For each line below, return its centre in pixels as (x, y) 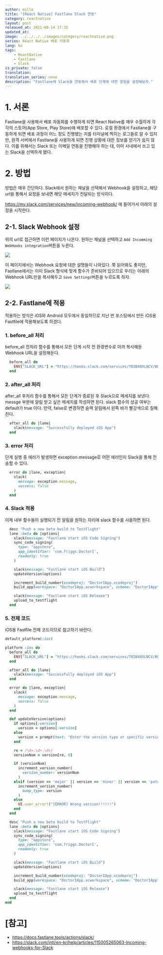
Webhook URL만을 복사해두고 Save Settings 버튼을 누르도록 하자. (68, 277)
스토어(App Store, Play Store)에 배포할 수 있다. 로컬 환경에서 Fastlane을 (83, 128)
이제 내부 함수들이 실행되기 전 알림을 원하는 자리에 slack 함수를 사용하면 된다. (78, 520)
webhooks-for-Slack (33, 947)
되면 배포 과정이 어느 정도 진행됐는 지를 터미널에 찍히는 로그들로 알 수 (83, 133)
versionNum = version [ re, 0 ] (43, 755)
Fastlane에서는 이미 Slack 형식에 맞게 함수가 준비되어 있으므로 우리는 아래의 (77, 271)
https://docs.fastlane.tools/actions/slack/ (53, 937)
